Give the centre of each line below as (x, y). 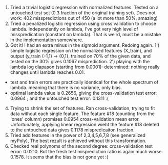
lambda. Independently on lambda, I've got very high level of (74, 29)
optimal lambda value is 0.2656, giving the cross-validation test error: (83, 93)
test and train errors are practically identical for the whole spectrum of (84, 82)
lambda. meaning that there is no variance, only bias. (66, 88)
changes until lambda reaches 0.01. (48, 72)
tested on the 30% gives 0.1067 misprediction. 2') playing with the (80, 61)
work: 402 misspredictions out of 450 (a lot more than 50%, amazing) (84, 18)
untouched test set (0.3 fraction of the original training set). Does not (83, 13)
